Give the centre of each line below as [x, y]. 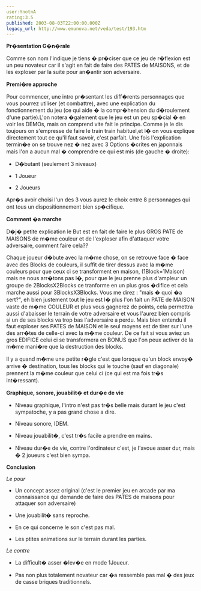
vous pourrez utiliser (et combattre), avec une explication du [81, 103]
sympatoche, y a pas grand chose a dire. [65, 412]
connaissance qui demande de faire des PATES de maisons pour [94, 497]
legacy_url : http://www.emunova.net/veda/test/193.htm [76, 29]
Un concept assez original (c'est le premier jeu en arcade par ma [95, 491]
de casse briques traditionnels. [53, 582]
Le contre [18, 551]
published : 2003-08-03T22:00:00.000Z [53, 23]
